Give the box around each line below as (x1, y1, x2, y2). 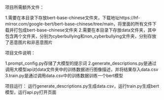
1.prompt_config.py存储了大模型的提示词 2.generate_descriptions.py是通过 (5, 61, 157, 66)
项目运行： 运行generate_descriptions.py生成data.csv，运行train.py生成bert (5, 83, 159, 89)
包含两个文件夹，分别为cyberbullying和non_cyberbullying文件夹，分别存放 (5, 33, 157, 39)
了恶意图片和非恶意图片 (5, 39, 53, 45)
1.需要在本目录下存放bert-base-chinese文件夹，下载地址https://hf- (5, 15, 140, 21)
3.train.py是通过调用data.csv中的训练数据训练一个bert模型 (5, 73, 123, 78)
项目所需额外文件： (5, 4, 44, 10)
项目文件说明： (5, 50, 35, 56)
